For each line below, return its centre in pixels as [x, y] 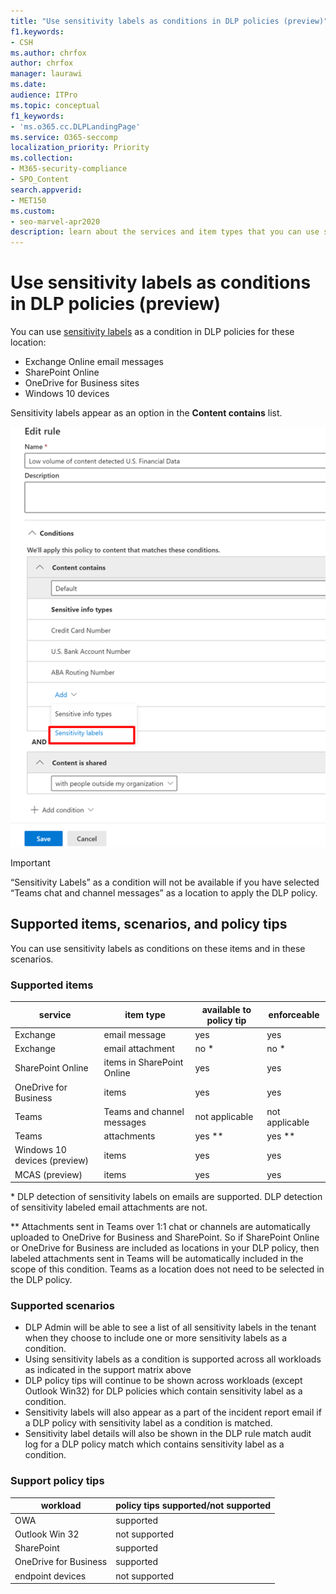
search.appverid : [46, 190]
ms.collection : [42, 158]
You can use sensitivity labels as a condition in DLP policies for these [152, 332]
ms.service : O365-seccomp [64, 137]
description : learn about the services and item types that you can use [165, 232]
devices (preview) [52, 1161]
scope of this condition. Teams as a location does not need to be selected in [167, 1269]
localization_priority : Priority [80, 148]
